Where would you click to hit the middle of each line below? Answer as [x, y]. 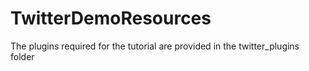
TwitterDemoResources [111, 18]
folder [22, 56]
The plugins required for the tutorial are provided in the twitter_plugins [155, 46]
